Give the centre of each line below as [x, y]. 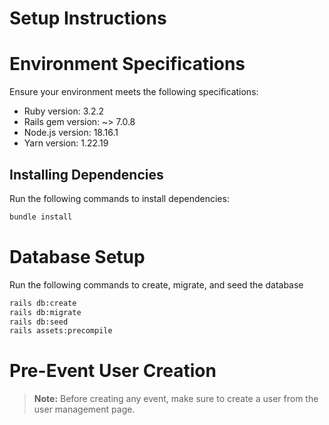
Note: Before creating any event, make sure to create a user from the [176, 399]
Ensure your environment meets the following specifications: [134, 92]
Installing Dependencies [86, 174]
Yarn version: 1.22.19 [66, 143]
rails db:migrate [45, 312]
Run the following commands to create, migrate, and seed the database [156, 284]
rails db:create [43, 303]
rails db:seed [39, 322]
